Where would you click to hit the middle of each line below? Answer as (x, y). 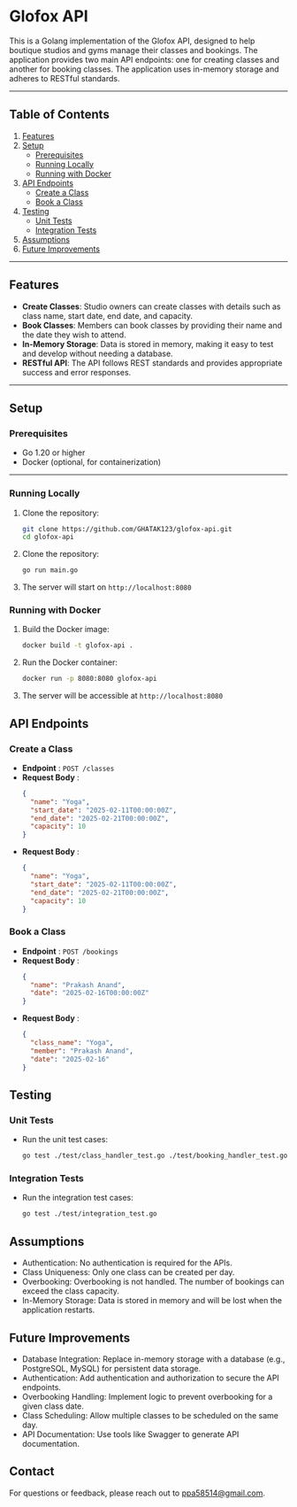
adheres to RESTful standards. (65, 78)
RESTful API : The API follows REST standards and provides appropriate (152, 363)
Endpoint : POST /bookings (70, 951)
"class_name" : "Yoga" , (72, 1043)
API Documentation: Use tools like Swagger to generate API (130, 1434)
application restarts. (58, 1310)
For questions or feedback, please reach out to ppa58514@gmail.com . (137, 1493)
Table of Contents (60, 115)
